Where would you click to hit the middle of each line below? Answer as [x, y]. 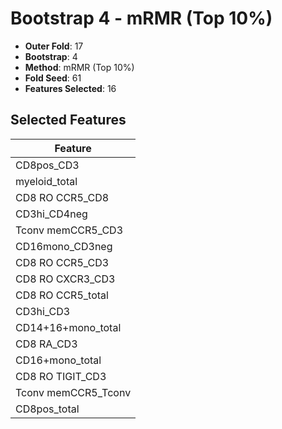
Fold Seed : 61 [53, 78]
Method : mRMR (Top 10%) [79, 67]
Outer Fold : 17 [54, 46]
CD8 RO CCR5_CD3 [62, 262]
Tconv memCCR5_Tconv [73, 392]
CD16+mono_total [58, 360]
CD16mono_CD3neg [64, 246]
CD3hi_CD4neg [51, 214]
